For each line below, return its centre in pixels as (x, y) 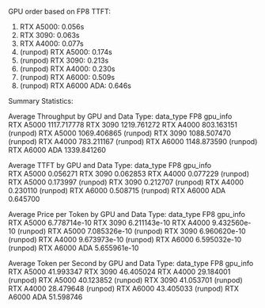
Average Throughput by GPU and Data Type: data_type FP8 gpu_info (120, 116)
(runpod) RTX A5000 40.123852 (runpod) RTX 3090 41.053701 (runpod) (125, 280)
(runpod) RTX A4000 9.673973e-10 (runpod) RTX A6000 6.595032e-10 (125, 240)
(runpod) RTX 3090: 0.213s (64, 60)
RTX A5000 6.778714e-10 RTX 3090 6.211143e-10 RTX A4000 (110, 222)
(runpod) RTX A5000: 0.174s (66, 52)
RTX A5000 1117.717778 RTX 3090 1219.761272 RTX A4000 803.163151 (123, 125)
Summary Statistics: (41, 101)
